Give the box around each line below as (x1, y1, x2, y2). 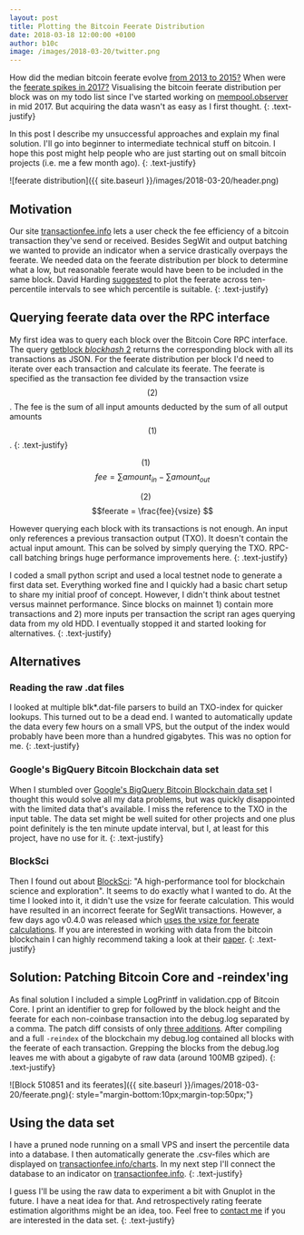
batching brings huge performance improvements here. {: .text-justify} (24, 552, 289, 562)
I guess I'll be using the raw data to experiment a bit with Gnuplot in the (9, 1186, 276, 1197)
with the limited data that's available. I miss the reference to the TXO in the (9, 803, 288, 815)
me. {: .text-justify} (9, 741, 80, 752)
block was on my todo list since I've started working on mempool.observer (9, 92, 289, 103)
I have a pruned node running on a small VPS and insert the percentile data (9, 1139, 290, 1150)
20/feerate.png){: (9, 1088, 74, 1099)
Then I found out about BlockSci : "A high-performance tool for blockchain (9, 876, 286, 886)
